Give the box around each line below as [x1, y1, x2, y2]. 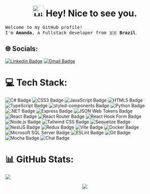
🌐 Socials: [5, 45, 38, 53]
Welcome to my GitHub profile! [5, 24, 83, 30]
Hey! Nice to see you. [45, 8, 137, 19]
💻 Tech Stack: [5, 77, 68, 88]
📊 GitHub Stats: [5, 153, 74, 165]
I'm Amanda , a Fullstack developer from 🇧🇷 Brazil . [5, 29, 137, 36]
